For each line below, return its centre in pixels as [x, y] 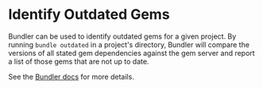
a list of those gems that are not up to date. [79, 61]
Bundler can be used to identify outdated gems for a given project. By [122, 36]
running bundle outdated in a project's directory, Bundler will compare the [129, 44]
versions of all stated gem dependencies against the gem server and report [132, 53]
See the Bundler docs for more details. [72, 76]
